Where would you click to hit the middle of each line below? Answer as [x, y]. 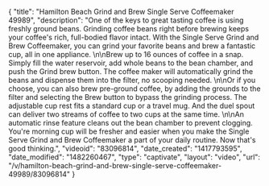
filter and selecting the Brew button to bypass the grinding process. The [128, 97]
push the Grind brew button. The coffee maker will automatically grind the [131, 71]
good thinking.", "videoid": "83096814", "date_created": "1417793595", [125, 149]
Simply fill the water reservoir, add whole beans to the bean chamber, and [131, 63]
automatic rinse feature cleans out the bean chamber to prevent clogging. [131, 123]
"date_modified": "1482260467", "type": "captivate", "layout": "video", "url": [134, 157]
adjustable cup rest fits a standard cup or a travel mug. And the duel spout [132, 105]
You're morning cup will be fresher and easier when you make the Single [129, 131]
